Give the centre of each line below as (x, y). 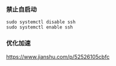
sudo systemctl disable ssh (41, 22)
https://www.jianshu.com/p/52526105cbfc (58, 56)
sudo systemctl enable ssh (40, 27)
